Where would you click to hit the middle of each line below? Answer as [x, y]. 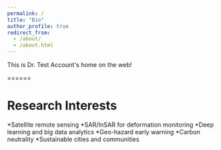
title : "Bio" [26, 20]
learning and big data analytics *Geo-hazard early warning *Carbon [104, 132]
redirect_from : [29, 33]
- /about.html [33, 45]
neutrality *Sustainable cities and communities [73, 139]
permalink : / [26, 13]
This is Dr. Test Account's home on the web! [70, 65]
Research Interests [62, 106]
